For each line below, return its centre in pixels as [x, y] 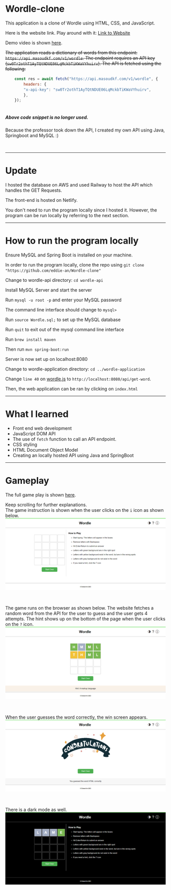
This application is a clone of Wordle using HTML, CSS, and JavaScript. [80, 23]
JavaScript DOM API [34, 433]
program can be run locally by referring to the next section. [67, 216]
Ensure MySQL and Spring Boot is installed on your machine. [69, 255]
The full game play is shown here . [41, 494]
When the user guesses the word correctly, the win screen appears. [77, 717]
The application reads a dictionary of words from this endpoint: [72, 53]
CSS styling [25, 444]
